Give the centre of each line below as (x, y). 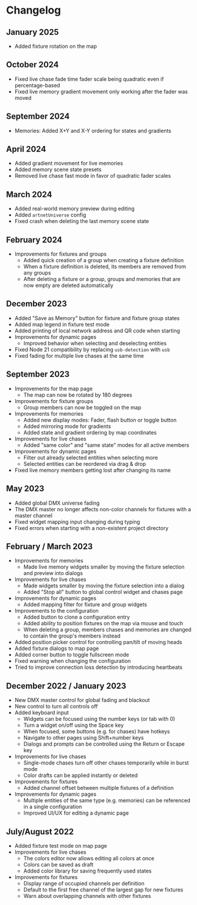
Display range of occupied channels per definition (84, 883)
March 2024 (29, 195)
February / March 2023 (49, 546)
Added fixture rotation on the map (56, 46)
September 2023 (38, 375)
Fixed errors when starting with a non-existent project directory (91, 528)
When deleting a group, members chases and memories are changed (107, 630)
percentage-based (37, 85)
